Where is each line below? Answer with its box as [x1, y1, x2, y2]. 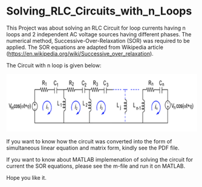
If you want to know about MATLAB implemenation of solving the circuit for [6, 156, 194, 163]
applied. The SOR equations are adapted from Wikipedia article [6, 44, 163, 51]
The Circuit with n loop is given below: [6, 62, 102, 69]
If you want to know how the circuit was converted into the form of [6, 137, 172, 145]
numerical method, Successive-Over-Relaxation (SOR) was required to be [6, 37, 191, 44]
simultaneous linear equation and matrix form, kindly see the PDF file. [6, 144, 180, 151]
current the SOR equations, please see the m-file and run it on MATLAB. [6, 162, 186, 169]
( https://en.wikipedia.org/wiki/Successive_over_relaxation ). [6, 50, 154, 57]
